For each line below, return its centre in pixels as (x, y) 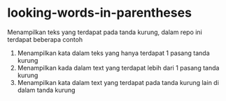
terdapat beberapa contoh (45, 39)
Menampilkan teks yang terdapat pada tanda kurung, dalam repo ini (105, 32)
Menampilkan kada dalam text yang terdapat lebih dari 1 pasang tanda (118, 68)
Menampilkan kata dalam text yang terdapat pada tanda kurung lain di (118, 82)
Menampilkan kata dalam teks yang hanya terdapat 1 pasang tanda (113, 53)
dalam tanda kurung (46, 90)
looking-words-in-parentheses (100, 13)
